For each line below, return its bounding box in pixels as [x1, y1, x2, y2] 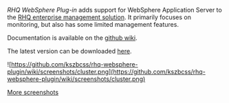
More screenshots [7, 89, 59, 96]
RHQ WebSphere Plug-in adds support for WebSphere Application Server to [7, 6, 222, 14]
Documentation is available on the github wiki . [7, 34, 138, 42]
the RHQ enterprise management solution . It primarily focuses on [7, 13, 191, 21]
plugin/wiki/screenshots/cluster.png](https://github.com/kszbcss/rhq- [7, 68, 206, 76]
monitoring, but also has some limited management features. [7, 21, 179, 28]
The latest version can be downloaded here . [7, 47, 132, 55]
